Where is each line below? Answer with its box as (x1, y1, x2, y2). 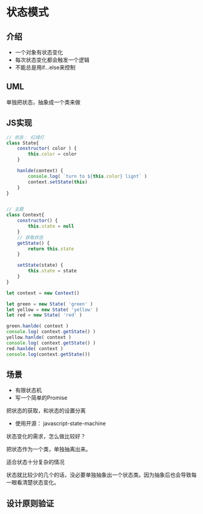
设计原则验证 (6, 498, 54, 509)
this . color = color (28, 151, 77, 157)
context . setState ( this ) (28, 179, 88, 185)
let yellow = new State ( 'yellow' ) (6, 307, 98, 313)
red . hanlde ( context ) (6, 345, 63, 351)
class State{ (6, 140, 39, 146)
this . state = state (28, 268, 77, 274)
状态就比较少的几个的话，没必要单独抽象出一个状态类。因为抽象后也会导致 (6, 471, 192, 478)
